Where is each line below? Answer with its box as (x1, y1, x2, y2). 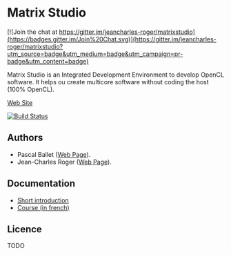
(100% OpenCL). (7, 85, 55, 93)
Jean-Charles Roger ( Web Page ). (17, 158, 112, 166)
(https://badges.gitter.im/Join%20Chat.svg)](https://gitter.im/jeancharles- (7, 35, 217, 43)
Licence (7, 223, 43, 235)
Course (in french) (17, 203, 70, 211)
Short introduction (17, 196, 69, 205)
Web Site (7, 98, 33, 106)
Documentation (7, 178, 76, 189)
